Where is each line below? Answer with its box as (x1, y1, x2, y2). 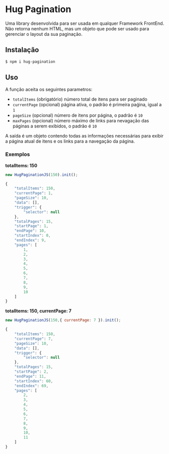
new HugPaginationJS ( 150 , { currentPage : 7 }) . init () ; (5, 317, 121, 323)
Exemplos (5, 151, 30, 158)
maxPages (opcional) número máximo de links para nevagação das (12, 118, 149, 124)
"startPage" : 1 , (14, 223, 49, 229)
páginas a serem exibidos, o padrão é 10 (12, 123, 97, 129)
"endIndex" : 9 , (14, 238, 47, 243)
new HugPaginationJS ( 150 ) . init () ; (5, 172, 78, 177)
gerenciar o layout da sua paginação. (5, 31, 82, 37)
